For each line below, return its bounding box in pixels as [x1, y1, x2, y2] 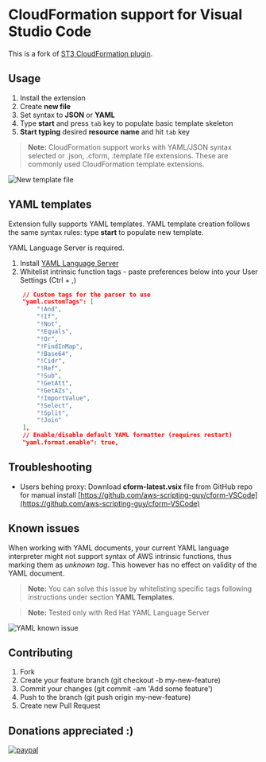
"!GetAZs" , [37, 386, 73, 395]
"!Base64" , [37, 350, 73, 358]
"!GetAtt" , [37, 380, 73, 388]
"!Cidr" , [37, 357, 66, 365]
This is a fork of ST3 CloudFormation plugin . [8, 49, 153, 58]
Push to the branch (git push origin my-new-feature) [19, 693, 191, 702]
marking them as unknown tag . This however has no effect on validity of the [8, 560, 257, 569]
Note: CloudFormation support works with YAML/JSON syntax [27, 142, 232, 152]
